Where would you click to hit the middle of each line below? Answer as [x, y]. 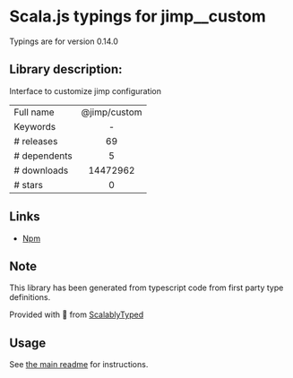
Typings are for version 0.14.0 [64, 41]
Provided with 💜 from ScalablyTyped [77, 314]
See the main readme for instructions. [79, 365]
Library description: [66, 69]
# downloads [41, 170]
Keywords [35, 126]
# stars [28, 185]
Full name [34, 112]
